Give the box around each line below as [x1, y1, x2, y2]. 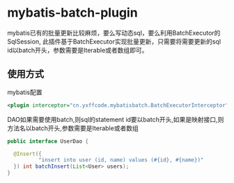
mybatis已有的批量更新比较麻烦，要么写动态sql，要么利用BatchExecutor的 [7, 28, 221, 37]
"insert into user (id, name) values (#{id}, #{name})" [38, 157, 204, 164]
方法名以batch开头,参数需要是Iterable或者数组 [7, 123, 139, 132]
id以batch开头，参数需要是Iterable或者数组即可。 [7, 46, 148, 54]
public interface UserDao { [7, 137, 89, 145]
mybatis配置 [7, 88, 42, 96]
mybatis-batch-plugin [7, 5, 138, 21]
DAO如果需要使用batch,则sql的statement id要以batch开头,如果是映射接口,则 [7, 115, 224, 123]
